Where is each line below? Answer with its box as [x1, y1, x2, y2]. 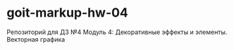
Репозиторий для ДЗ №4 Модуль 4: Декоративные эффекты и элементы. [6, 28, 228, 36]
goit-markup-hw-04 [6, 5, 128, 21]
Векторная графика [6, 35, 66, 43]
